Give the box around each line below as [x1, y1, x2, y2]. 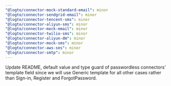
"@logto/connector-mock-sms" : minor [5, 41, 83, 46]
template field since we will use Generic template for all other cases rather [5, 69, 162, 75]
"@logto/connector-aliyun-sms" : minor [5, 21, 88, 27]
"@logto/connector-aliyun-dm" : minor [5, 36, 86, 41]
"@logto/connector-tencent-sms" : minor [5, 17, 90, 22]
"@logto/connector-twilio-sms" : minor [5, 31, 88, 36]
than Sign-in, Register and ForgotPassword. [5, 75, 97, 81]
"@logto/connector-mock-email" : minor [5, 26, 88, 32]
